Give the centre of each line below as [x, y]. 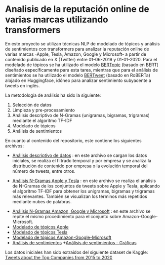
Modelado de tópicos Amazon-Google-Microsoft [62, 237]
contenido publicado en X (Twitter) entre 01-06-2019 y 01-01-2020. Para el [81, 59]
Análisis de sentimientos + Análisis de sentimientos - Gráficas [74, 242]
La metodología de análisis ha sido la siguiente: [53, 95]
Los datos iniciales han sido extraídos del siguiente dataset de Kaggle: [77, 252]
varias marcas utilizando [57, 19]
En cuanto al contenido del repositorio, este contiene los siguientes [73, 140]
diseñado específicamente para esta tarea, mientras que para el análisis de [82, 70]
